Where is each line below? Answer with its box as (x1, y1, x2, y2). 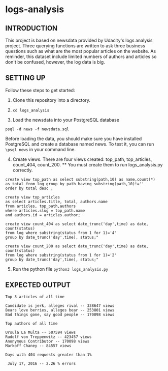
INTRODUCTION (5, 24, 58, 33)
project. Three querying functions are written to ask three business (5, 43, 146, 49)
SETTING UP (5, 74, 46, 82)
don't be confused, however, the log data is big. (5, 59, 105, 65)
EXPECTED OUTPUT (5, 281, 71, 290)
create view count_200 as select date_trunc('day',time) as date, (5, 243, 149, 249)
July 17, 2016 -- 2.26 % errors (7, 361, 76, 366)
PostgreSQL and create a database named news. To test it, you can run (5, 141, 154, 147)
